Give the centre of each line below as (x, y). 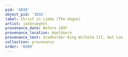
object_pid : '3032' (25, 14)
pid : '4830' (17, 10)
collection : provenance (30, 42)
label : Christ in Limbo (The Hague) (43, 19)
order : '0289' (20, 47)
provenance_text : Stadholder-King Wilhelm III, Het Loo (64, 38)
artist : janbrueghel (27, 24)
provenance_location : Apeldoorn (38, 33)
